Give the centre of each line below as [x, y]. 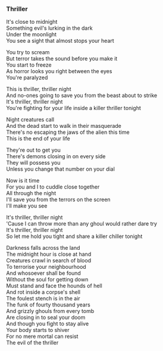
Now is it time [23, 181]
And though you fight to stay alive [48, 324]
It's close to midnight [32, 22]
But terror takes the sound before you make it [62, 59]
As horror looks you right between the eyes [59, 71]
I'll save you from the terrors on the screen [59, 200]
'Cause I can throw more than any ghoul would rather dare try [82, 224]
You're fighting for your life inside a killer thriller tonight [74, 108]
